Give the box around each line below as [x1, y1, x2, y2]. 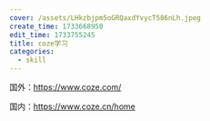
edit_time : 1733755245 [9, 30, 95, 39]
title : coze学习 [9, 38, 68, 48]
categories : [9, 47, 55, 56]
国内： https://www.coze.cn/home [9, 101, 136, 112]
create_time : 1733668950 [9, 22, 104, 31]
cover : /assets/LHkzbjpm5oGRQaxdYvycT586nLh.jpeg [9, 13, 202, 23]
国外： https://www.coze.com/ [9, 82, 122, 92]
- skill [17, 55, 47, 65]
